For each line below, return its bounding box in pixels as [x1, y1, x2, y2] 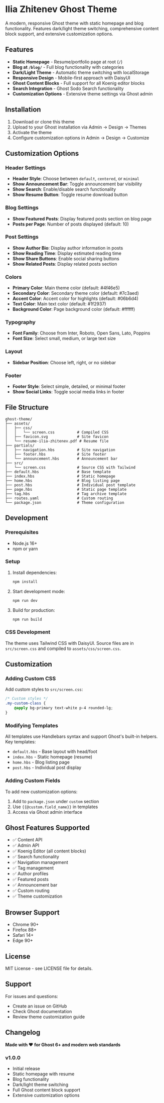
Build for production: [12, 607, 55, 613]
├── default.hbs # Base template [5, 469, 111, 474]
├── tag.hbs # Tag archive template [5, 491, 127, 496]
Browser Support [5, 908, 60, 917]
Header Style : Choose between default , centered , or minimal [12, 176, 139, 182]
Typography [5, 319, 36, 326]
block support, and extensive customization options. [5, 31, 114, 37]
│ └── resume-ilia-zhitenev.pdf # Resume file [5, 438, 109, 444]
